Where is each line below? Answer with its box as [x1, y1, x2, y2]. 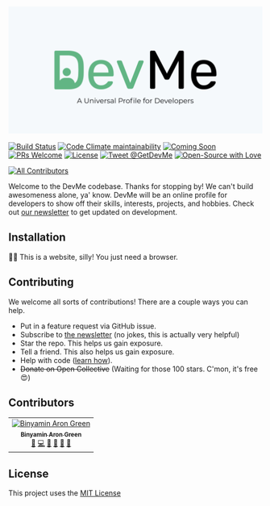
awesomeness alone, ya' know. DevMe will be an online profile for [8, 190, 228, 199]
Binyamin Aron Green [20, 430, 82, 438]
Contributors [8, 396, 75, 410]
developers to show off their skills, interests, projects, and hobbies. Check [8, 199, 255, 208]
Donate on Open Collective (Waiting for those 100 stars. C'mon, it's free [19, 364, 258, 374]
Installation [8, 231, 66, 245]
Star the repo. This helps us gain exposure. [19, 338, 164, 348]
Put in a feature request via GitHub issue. [19, 321, 157, 331]
